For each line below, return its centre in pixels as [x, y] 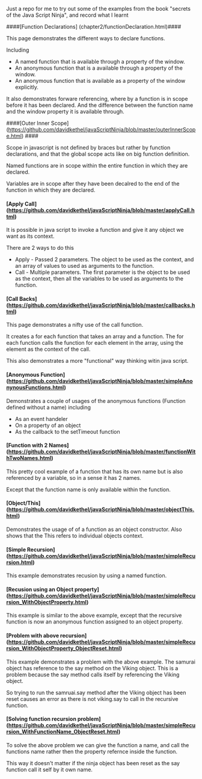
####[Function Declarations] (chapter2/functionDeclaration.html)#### [94, 27]
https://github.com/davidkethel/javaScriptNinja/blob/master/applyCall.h [102, 210]
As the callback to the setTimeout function [67, 431]
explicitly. [27, 87]
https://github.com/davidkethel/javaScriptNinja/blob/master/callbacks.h [102, 305]
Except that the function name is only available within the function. [89, 490]
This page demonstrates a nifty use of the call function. [75, 325]
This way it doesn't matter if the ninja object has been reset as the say [93, 763]
